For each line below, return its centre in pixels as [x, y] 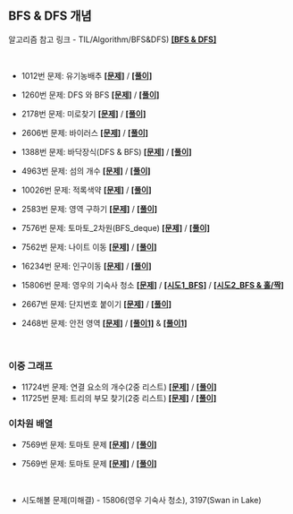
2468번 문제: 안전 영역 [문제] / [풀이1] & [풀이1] [104, 323]
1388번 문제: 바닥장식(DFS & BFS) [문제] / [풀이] [106, 151]
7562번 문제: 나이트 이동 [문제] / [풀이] [89, 247]
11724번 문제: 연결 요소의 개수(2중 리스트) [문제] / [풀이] [119, 387]
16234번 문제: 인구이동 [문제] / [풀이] [86, 266]
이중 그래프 [31, 365]
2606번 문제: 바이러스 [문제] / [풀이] [85, 133]
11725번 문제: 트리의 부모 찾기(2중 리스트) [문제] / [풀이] [119, 398]
